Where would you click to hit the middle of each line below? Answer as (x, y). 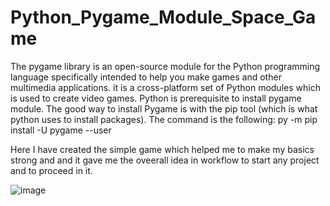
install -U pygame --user (61, 130)
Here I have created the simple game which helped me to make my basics (162, 149)
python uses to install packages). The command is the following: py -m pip (164, 119)
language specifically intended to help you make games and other (146, 77)
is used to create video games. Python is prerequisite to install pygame (156, 98)
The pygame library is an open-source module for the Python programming (165, 66)
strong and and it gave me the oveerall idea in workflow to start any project (165, 160)
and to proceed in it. (51, 170)
